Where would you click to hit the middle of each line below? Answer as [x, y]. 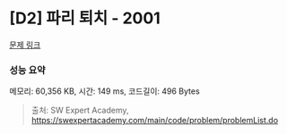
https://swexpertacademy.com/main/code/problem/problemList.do [155, 121]
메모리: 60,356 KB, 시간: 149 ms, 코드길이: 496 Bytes [104, 91]
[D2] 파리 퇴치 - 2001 [85, 18]
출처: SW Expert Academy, [80, 110]
